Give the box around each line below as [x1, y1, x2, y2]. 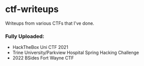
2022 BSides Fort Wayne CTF [12, 55, 74, 61]
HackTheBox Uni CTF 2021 [12, 44, 69, 50]
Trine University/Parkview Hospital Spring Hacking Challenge [12, 49, 139, 56]
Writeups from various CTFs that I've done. [5, 20, 94, 26]
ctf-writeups [5, 4, 59, 15]
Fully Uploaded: [5, 33, 45, 40]
